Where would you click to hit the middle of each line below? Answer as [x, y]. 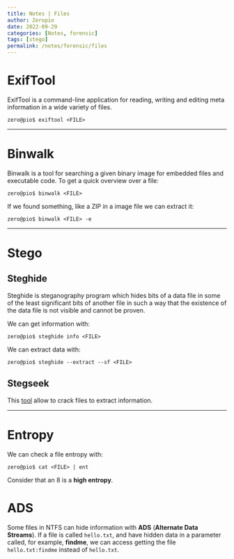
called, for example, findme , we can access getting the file [92, 542]
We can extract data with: [44, 349]
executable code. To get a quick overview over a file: [83, 180]
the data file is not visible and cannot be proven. [76, 310]
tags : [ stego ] [28, 40]
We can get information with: [49, 324]
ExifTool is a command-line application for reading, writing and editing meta [116, 100]
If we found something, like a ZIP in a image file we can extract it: [101, 206]
